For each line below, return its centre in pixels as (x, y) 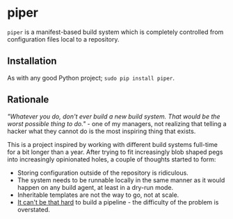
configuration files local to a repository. (63, 39)
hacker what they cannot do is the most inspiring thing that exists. (102, 131)
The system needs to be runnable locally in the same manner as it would (121, 180)
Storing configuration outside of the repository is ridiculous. (103, 173)
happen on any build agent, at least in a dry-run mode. (95, 187)
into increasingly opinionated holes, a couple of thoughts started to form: (112, 159)
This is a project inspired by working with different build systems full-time (112, 144)
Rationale (28, 99)
